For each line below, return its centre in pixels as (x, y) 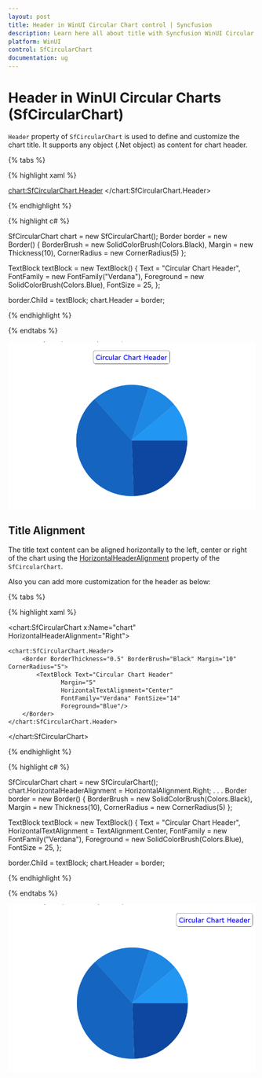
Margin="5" (78, 682)
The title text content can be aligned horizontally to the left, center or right (127, 550)
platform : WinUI (35, 42)
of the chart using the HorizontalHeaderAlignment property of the (114, 557)
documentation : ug (38, 58)
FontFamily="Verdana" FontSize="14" (120, 698)
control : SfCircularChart (50, 50)
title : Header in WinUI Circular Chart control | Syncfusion (110, 25)
